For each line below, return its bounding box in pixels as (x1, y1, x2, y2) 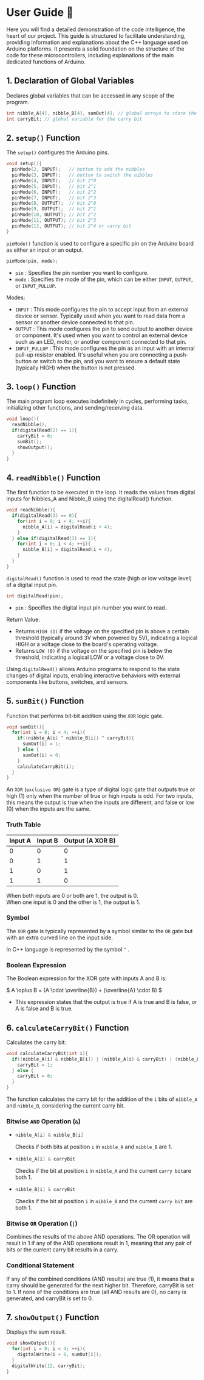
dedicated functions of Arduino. (6, 58, 86, 65)
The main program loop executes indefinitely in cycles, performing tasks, (6, 397, 189, 405)
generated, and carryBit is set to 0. (6, 1295, 93, 1302)
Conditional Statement (6, 1261, 75, 1270)
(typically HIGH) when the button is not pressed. (15, 364, 137, 371)
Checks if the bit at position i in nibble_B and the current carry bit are (15, 1198, 193, 1204)
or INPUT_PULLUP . (15, 282, 56, 289)
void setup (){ (6, 161, 42, 167)
